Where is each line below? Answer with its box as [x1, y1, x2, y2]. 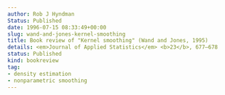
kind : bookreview [7, 57, 59, 64]
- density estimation [7, 70, 72, 77]
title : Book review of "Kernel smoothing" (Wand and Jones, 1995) [7, 37, 209, 44]
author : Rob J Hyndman [7, 10, 75, 18]
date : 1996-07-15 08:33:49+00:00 [7, 24, 107, 31]
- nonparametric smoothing [7, 76, 88, 84]
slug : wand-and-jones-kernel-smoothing [7, 30, 126, 38]
